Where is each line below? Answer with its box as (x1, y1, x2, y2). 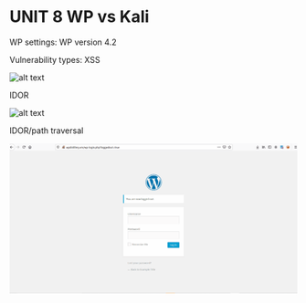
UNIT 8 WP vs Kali (9, 6, 150, 27)
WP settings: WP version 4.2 (9, 37, 117, 47)
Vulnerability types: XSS (9, 54, 100, 65)
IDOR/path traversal (9, 125, 84, 136)
